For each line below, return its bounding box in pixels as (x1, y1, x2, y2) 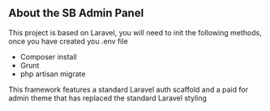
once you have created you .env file (8, 36, 128, 46)
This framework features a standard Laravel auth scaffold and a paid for (8, 84, 249, 94)
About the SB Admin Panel (8, 6, 144, 20)
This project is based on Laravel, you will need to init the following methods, (8, 27, 262, 37)
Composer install (19, 51, 77, 61)
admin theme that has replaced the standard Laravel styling (8, 92, 207, 103)
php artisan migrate (19, 68, 86, 79)
